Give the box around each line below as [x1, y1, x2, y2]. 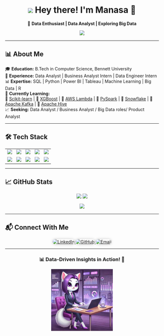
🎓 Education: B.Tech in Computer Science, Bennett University [5, 66, 132, 71]
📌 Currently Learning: [5, 90, 50, 96]
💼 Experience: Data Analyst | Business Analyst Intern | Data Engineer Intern [5, 73, 157, 79]
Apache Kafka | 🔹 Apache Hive [5, 101, 67, 107]
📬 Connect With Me [5, 224, 69, 232]
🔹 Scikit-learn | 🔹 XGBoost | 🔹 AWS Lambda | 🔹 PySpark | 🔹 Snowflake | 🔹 [5, 95, 153, 102]
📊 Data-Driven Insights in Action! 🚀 [39, 256, 125, 263]
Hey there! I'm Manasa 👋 [35, 4, 136, 16]
